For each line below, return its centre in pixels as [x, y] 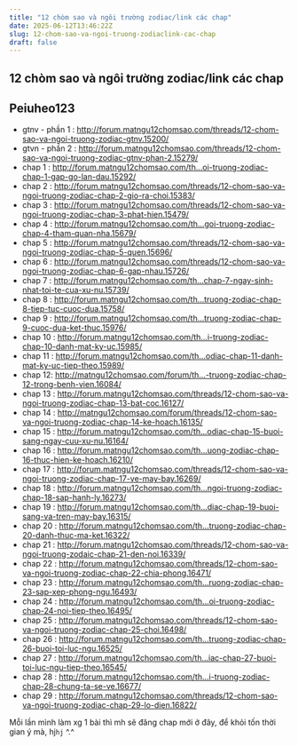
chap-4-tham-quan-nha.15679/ [79, 234]
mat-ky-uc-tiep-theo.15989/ [73, 366]
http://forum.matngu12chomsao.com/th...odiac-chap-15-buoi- [170, 432]
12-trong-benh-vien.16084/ [71, 385]
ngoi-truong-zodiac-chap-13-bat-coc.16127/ [103, 403]
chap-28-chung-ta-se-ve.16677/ [82, 686]
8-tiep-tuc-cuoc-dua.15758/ [73, 309]
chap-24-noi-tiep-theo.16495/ [77, 611]
